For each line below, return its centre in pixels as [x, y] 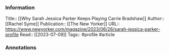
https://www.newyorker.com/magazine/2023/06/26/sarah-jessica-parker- [83, 29]
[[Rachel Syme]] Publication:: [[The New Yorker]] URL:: [62, 24]
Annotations [21, 48]
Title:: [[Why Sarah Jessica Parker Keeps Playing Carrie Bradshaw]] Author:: [85, 19]
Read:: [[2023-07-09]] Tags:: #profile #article [67, 35]
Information [20, 8]
